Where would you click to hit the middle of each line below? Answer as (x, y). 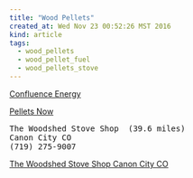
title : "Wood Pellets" (52, 18)
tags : (19, 43)
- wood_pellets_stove (58, 69)
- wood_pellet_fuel (54, 60)
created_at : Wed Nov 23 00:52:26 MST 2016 (90, 26)
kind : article (36, 34)
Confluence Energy (45, 94)
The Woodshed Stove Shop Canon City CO (89, 164)
